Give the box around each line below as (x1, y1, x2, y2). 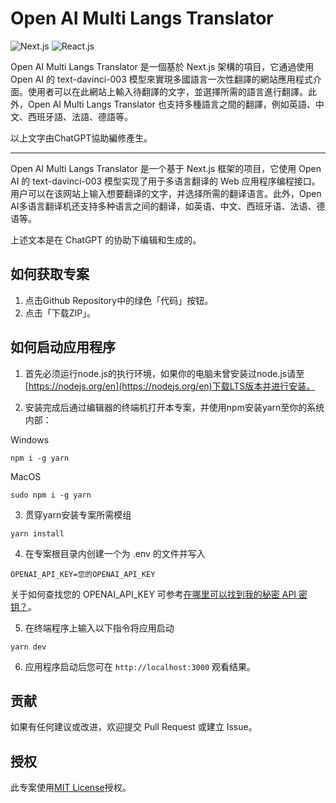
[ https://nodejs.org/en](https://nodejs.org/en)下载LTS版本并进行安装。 (24, 380, 316, 392)
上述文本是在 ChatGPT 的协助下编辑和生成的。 (10, 233, 202, 246)
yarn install (10, 528, 65, 539)
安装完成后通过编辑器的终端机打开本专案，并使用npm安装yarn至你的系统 (24, 401, 325, 413)
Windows (10, 433, 50, 446)
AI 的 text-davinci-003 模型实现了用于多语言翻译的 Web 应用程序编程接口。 (10, 175, 321, 187)
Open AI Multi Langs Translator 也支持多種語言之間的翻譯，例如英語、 (27, 98, 316, 110)
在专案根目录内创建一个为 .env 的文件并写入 (24, 547, 206, 559)
